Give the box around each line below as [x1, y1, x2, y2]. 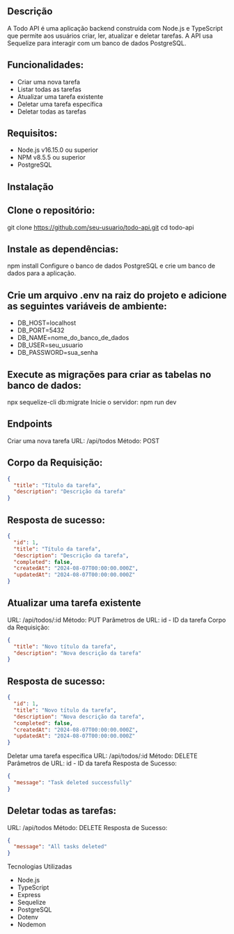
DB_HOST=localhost [17, 319, 77, 327]
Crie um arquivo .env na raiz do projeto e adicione [7, 289, 227, 301]
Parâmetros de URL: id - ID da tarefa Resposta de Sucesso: [7, 759, 178, 767]
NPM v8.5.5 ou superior [17, 153, 86, 162]
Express [17, 891, 41, 899]
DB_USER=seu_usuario [17, 341, 84, 349]
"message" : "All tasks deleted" [13, 843, 108, 850]
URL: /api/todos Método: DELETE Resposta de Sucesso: [7, 823, 168, 832]
